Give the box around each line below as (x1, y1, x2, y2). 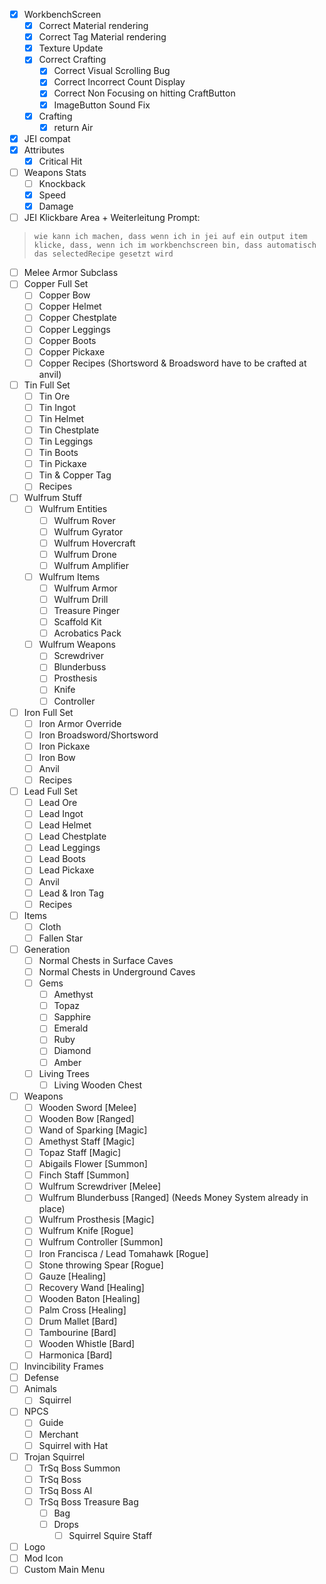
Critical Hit (38, 155, 83, 167)
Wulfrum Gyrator (53, 525, 124, 538)
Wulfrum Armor (53, 582, 118, 594)
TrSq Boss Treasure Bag (38, 1495, 139, 1508)
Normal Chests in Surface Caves (38, 954, 174, 966)
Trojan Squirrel (23, 1450, 86, 1463)
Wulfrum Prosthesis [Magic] (38, 1214, 155, 1226)
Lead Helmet (38, 819, 92, 831)
